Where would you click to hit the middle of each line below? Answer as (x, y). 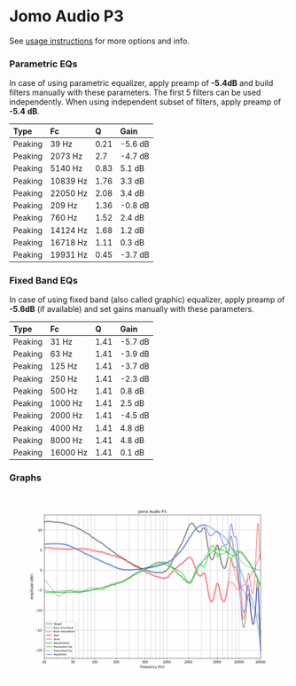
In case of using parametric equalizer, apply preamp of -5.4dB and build (141, 83)
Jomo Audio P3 (66, 16)
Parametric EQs (43, 64)
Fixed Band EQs (43, 280)
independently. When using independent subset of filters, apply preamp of (145, 102)
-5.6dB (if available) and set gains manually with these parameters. (132, 309)
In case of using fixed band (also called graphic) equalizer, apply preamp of (147, 300)
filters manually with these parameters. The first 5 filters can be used (135, 93)
